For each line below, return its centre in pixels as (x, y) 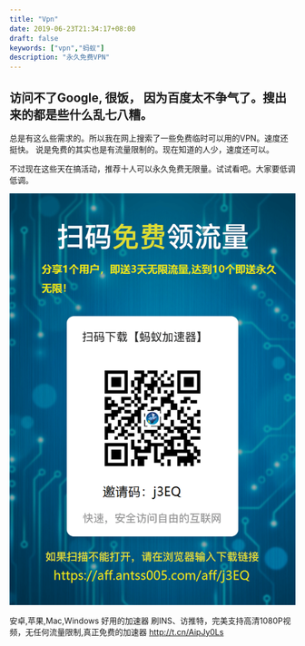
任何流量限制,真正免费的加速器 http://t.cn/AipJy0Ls (128, 631)
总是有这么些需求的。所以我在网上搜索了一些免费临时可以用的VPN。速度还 (149, 138)
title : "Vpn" (34, 19)
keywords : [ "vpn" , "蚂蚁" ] (57, 48)
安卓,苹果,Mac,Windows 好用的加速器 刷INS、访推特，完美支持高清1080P (146, 621)
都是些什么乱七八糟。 (93, 115)
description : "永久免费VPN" (60, 58)
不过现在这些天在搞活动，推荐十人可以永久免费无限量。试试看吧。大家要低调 (152, 169)
